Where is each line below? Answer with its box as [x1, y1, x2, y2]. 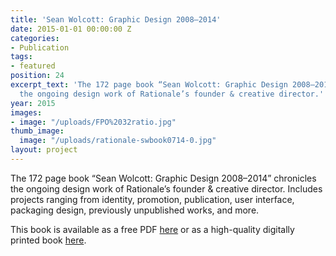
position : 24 [10, 71, 65, 81]
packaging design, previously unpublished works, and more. [10, 204, 260, 216]
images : [10, 107, 43, 118]
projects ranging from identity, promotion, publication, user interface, [10, 193, 295, 205]
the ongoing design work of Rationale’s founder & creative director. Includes [10, 182, 323, 195]
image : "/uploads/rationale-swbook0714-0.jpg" [19, 136, 217, 146]
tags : [10, 52, 33, 62]
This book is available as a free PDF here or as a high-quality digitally [10, 223, 295, 235]
